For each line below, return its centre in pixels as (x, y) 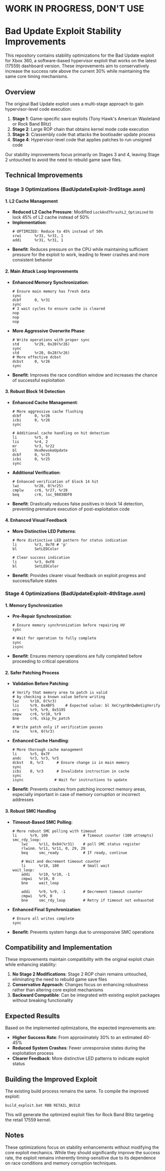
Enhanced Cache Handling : (41, 741)
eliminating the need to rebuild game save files (60, 979)
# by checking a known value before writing (59, 697)
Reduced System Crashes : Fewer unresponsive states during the (79, 1048)
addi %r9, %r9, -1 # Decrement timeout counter (82, 892)
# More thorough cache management (48, 750)
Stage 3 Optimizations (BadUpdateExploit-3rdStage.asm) (75, 189)
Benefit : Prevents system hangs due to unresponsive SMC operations (83, 932)
